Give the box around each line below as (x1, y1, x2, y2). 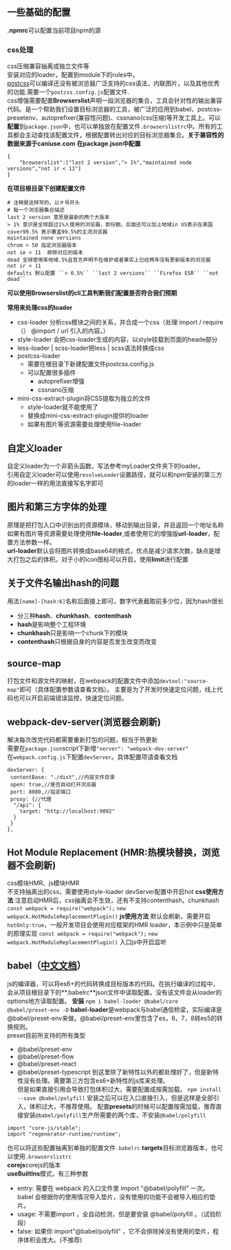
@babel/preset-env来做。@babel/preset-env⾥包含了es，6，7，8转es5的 (7, 1014, 217, 1022)
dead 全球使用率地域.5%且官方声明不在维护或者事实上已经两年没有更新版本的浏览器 (7, 257, 211, 264)
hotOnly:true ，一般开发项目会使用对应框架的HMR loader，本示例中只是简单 (7, 920, 222, 928)
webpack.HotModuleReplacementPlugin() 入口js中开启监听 (7, 937, 167, 946)
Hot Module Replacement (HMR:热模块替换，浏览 (7, 846, 220, 858)
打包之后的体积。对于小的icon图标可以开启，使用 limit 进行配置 (12, 555, 189, 563)
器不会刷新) (7, 860, 56, 871)
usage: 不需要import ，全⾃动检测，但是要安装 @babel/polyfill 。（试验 (16, 1209, 216, 1218)
